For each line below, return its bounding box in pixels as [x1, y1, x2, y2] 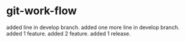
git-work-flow [6, 4, 77, 18]
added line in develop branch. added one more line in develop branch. [6, 24, 180, 31]
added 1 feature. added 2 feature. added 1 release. [6, 30, 131, 37]
